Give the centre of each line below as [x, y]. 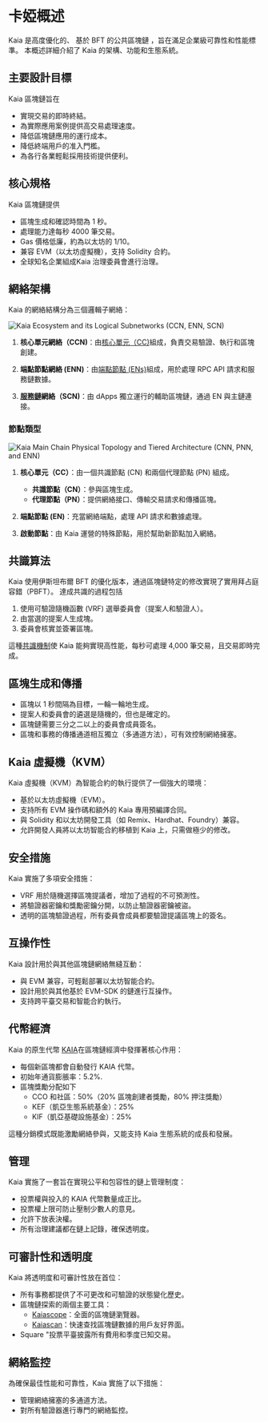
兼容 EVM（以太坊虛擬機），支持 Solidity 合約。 [97, 251]
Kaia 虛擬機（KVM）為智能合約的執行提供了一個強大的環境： [109, 783]
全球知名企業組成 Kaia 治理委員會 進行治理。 [91, 261]
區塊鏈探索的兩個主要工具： [66, 1305]
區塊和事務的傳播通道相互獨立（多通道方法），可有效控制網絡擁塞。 [130, 735]
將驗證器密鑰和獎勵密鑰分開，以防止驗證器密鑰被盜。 [108, 905]
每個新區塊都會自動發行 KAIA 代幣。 [79, 1066]
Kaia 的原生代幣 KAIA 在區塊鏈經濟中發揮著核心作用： [96, 1049]
